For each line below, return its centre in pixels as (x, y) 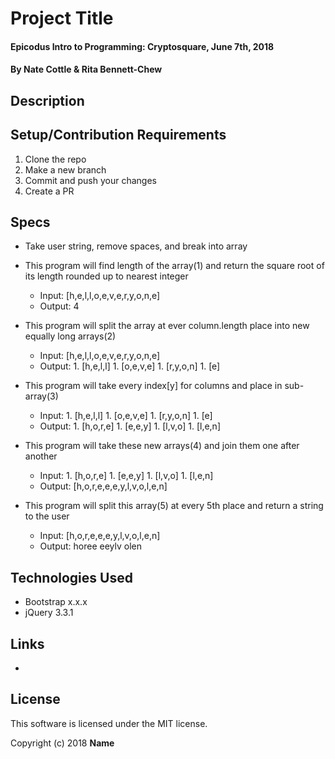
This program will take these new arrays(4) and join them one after (162, 446)
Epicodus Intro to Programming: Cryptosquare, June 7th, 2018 (142, 46)
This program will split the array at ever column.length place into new (167, 326)
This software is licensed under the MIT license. (109, 723)
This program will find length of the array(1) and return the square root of (174, 266)
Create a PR (49, 191)
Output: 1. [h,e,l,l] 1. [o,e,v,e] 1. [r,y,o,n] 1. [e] (130, 366)
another (41, 456)
